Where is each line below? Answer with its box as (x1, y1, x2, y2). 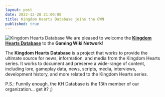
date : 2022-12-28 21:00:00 (5, 12, 62, 17)
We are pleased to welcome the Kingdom (66, 35, 152, 41)
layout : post (5, 7, 33, 12)
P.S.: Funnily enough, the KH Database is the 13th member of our (5, 81, 139, 87)
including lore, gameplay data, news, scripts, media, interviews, (5, 66, 136, 72)
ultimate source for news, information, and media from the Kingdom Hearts (5, 55, 160, 61)
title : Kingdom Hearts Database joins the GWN (5, 16, 104, 21)
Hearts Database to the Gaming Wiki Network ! (5, 40, 104, 46)
